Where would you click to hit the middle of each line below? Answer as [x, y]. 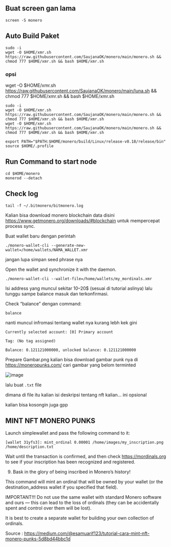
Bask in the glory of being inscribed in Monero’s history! [71, 472]
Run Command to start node [51, 162]
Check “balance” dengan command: [44, 304]
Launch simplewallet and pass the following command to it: [68, 433]
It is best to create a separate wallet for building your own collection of [80, 518]
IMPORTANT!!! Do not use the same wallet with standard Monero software [83, 497]
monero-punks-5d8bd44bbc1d [38, 539]
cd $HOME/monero [23, 173]
